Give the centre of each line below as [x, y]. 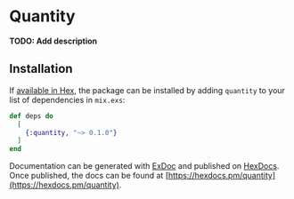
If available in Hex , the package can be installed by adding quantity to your [147, 90]
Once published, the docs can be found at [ [89, 176]
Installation [41, 69]
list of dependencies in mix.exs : [67, 99]
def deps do [31, 116]
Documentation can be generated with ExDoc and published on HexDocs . [144, 166]
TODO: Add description [53, 41]
